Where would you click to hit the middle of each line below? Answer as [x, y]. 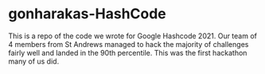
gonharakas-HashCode [88, 14]
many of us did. [34, 61]
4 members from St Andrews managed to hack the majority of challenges [129, 44]
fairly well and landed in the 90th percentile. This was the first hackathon [128, 53]
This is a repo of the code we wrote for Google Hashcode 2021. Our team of [132, 36]
